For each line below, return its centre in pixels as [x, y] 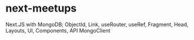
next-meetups [41, 8]
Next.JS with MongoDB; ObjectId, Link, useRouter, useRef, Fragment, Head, [97, 24]
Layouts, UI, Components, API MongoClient [58, 30]
